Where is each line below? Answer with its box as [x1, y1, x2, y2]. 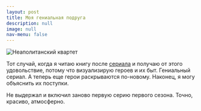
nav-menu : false [6, 32, 48, 38]
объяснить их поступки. [6, 80, 69, 87]
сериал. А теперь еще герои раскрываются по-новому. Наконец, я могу [6, 73, 195, 81]
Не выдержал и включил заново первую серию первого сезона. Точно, [6, 91, 193, 99]
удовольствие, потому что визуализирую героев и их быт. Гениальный [6, 66, 191, 74]
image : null [6, 26, 37, 32]
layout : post [6, 9, 40, 15]
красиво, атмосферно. [6, 98, 65, 106]
